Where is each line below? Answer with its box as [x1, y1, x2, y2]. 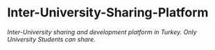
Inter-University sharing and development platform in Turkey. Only [7, 27, 197, 36]
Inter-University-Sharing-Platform [7, 5, 209, 21]
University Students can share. [7, 35, 96, 43]
